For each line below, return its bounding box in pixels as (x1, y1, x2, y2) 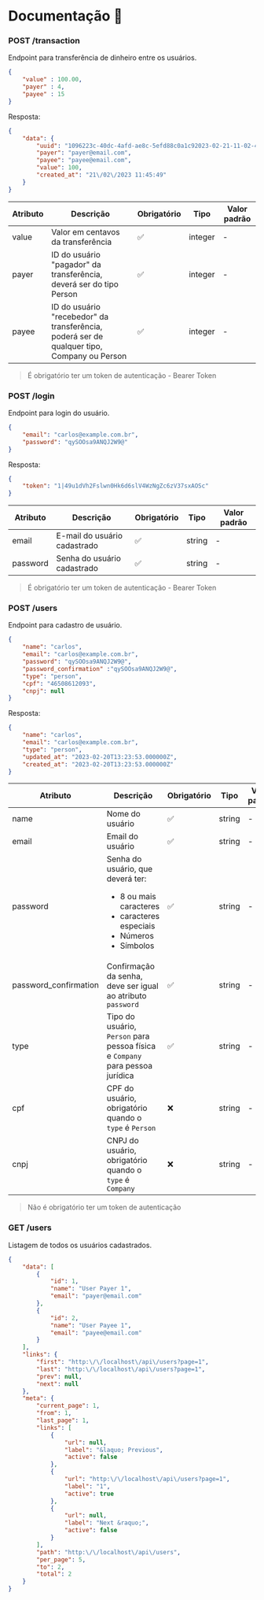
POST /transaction (8, 35, 80, 46)
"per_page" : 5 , (36, 1555, 86, 1564)
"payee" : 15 (22, 91, 65, 98)
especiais (119, 920, 156, 931)
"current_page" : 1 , (36, 1402, 101, 1410)
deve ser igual (106, 980, 159, 991)
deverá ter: (106, 873, 147, 884)
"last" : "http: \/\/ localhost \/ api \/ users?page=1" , (36, 1365, 206, 1373)
